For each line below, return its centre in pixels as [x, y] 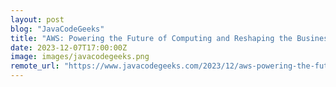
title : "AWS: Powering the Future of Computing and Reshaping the [151, 38]
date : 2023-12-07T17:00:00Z [69, 47]
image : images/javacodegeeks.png [80, 57]
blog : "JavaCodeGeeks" [57, 29]
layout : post [37, 19]
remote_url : [35, 66]
